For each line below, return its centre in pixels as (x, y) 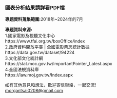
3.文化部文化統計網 (24, 58)
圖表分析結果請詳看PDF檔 (35, 7)
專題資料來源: (19, 30)
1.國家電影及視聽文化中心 (30, 36)
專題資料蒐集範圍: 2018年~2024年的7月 (44, 19)
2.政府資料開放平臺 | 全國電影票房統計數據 (48, 47)
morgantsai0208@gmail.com (34, 91)
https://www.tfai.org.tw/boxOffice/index (45, 41)
